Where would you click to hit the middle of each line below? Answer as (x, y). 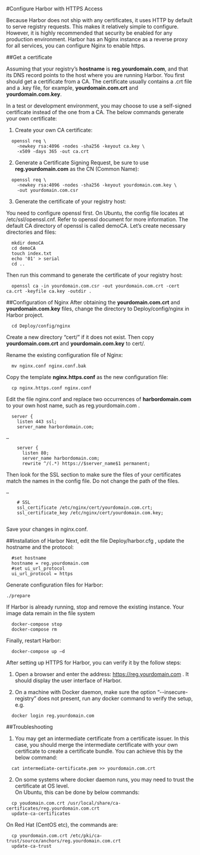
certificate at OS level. (42, 786)
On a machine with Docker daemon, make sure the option (85, 692)
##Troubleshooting (30, 727)
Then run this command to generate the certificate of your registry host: (95, 275)
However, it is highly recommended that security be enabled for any (89, 33)
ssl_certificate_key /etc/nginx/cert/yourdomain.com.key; (90, 513)
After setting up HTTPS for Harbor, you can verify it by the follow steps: (94, 662)
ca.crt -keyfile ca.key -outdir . (49, 291)
